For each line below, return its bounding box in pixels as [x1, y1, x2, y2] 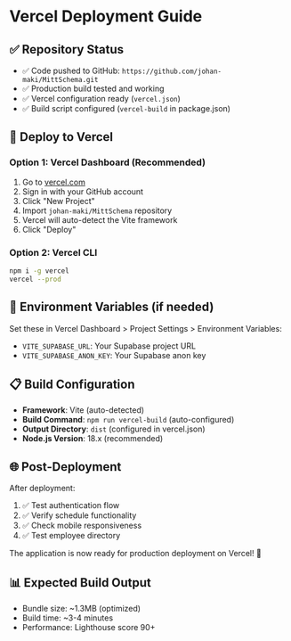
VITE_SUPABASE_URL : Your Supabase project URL [21, 341, 197, 351]
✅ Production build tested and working [21, 83, 165, 94]
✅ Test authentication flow [21, 500, 120, 511]
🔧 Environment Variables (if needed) [9, 300, 214, 315]
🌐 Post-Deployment [9, 459, 122, 474]
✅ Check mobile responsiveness [21, 520, 142, 531]
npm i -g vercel [9, 266, 69, 275]
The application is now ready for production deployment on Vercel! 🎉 [9, 548, 263, 559]
